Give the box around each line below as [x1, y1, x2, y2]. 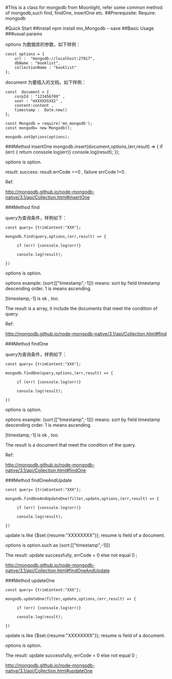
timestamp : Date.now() [14, 107, 68, 113]
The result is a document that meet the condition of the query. [5, 442, 137, 448]
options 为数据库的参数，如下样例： [5, 41, 81, 47]
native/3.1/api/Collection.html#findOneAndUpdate [5, 567, 110, 574]
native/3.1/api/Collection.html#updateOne [5, 668, 93, 674]
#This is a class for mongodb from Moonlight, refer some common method [5, 5, 163, 10]
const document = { [5, 89, 50, 95]
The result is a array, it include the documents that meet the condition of [5, 305, 158, 311]
